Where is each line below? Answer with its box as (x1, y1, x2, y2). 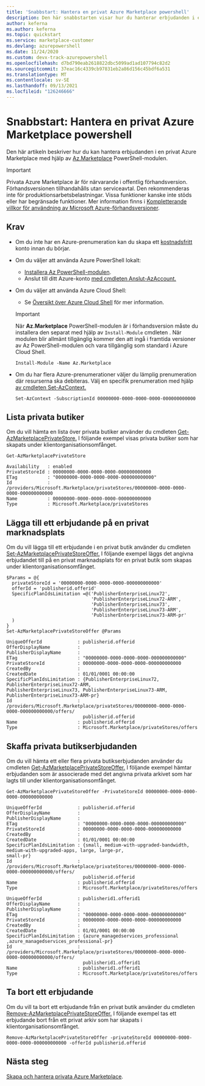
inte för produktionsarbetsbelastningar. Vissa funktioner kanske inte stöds (6, 191, 192, 199)
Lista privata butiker (6, 412, 84, 422)
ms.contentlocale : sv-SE (6, 77, 70, 83)
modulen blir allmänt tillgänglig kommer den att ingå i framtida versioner (15, 335, 196, 342)
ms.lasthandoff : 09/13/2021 (6, 83, 78, 89)
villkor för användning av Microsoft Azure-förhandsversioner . (6, 204, 160, 211)
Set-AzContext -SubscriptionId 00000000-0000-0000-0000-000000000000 (15, 395, 196, 402)
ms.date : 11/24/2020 (6, 49, 59, 55)
